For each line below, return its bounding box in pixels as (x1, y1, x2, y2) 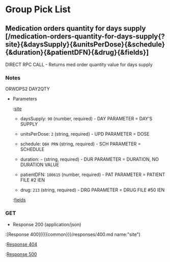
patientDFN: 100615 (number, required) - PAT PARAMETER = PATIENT (20, 171, 165, 178)
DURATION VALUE (20, 162, 60, 168)
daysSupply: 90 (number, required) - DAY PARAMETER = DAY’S (20, 116, 153, 122)
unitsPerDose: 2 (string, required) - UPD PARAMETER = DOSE (20, 131, 150, 137)
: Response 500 (5, 251, 37, 257)
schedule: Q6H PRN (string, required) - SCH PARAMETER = (20, 141, 141, 147)
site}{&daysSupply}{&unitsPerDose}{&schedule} (5, 40, 165, 49)
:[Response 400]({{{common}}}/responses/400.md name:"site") (5, 231, 141, 237)
